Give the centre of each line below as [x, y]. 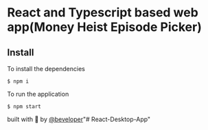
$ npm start [24, 107]
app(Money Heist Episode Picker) [105, 27]
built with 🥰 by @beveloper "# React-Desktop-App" [79, 119]
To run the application [38, 94]
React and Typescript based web [103, 13]
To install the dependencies [46, 69]
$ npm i [18, 81]
